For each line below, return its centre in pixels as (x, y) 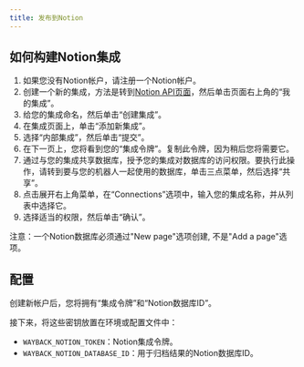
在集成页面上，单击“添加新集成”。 (86, 126)
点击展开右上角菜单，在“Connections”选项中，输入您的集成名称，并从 (154, 194)
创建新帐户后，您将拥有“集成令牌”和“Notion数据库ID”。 (113, 303)
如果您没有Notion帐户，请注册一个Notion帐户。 (111, 81)
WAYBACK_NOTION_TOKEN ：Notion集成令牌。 (100, 342)
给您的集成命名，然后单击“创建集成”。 (94, 115)
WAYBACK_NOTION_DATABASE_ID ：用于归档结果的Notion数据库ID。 (140, 353)
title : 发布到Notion (47, 18)
